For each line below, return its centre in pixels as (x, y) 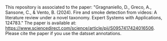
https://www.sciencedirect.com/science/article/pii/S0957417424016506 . (80, 28)
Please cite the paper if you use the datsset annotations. (63, 33)
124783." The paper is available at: (41, 23)
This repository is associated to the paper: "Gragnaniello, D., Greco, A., (78, 7)
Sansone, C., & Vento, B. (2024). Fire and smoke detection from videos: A (81, 12)
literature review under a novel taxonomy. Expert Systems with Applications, (84, 18)
